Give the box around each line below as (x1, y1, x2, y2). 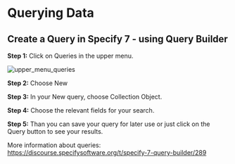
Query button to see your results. (7, 127, 103, 135)
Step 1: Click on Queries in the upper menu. (7, 51, 134, 60)
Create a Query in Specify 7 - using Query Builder (7, 33, 229, 45)
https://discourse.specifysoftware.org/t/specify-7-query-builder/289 (7, 149, 207, 156)
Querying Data (7, 5, 95, 21)
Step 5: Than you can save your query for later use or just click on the (7, 120, 210, 128)
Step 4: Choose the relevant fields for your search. (7, 106, 155, 114)
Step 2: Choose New (7, 79, 68, 87)
